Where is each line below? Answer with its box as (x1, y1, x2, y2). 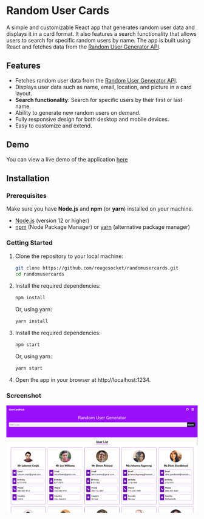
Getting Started (6, 239, 53, 247)
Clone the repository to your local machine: (15, 253, 123, 260)
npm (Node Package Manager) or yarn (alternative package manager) (15, 223, 190, 231)
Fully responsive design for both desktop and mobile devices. (15, 115, 169, 123)
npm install (15, 295, 46, 301)
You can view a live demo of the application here (6, 155, 128, 163)
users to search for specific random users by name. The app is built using (6, 36, 191, 44)
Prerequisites (6, 191, 47, 200)
